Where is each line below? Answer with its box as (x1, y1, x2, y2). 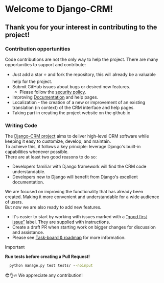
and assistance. (12, 230, 44, 235)
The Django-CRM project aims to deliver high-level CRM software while (5, 133, 149, 139)
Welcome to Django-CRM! (5, 3, 114, 15)
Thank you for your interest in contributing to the (5, 23, 158, 31)
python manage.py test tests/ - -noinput (9, 263, 93, 268)
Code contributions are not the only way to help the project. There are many (5, 56, 158, 62)
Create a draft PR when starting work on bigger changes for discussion (12, 224, 156, 230)
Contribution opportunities (5, 45, 70, 52)
